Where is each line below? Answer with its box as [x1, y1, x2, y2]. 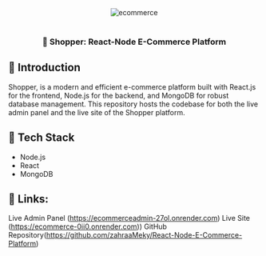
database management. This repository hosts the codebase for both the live [8, 99, 258, 109]
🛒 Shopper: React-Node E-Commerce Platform [42, 36, 227, 47]
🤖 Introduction [8, 61, 81, 74]
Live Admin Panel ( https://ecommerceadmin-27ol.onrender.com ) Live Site [8, 214, 250, 223]
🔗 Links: [8, 192, 50, 206]
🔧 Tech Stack [8, 131, 75, 145]
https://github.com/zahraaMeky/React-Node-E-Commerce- [46, 230, 243, 240]
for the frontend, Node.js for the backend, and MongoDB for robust [8, 90, 229, 100]
